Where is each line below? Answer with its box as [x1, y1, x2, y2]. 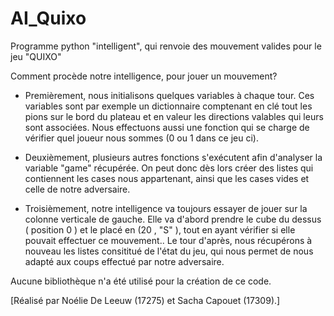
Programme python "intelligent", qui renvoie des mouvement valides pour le [10, 40, 322, 52]
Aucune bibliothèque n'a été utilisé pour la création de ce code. [10, 275, 272, 287]
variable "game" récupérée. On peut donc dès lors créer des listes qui [24, 162, 314, 174]
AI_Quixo [10, 7, 87, 30]
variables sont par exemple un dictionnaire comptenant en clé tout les [24, 100, 313, 112]
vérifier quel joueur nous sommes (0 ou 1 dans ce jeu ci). [24, 132, 259, 144]
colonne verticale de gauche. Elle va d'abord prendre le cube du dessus [24, 213, 322, 225]
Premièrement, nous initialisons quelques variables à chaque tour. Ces [24, 89, 315, 101]
